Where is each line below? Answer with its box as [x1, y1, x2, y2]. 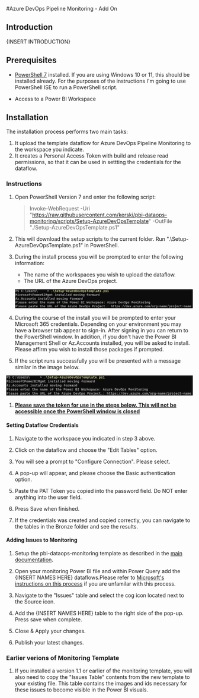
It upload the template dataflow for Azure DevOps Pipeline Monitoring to [14, 140, 191, 147]
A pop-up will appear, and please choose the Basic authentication [14, 469, 176, 476]
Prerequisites [6, 55, 57, 65]
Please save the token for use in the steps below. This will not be [14, 401, 176, 409]
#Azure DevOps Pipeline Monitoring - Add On [6, 5, 117, 12]
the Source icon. [14, 598, 55, 605]
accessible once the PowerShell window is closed [14, 408, 140, 415]
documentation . [14, 556, 53, 563]
